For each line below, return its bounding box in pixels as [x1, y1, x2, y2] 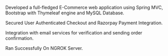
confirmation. [5, 35, 34, 41]
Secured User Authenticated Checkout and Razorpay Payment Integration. [5, 20, 163, 26]
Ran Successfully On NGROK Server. [5, 45, 83, 51]
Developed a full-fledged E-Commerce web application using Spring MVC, [5, 5, 163, 10]
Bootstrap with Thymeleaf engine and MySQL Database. [5, 10, 124, 16]
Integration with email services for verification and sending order [5, 30, 143, 35]
